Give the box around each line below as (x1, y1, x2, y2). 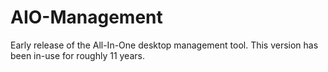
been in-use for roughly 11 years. (10, 49, 145, 61)
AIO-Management (10, 6, 163, 29)
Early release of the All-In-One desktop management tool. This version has (10, 39, 319, 51)
